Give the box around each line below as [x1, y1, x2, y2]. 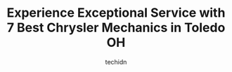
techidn [105, 57, 127, 66]
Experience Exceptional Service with [6, 5, 226, 21]
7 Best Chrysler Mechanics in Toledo [6, 20, 226, 36]
